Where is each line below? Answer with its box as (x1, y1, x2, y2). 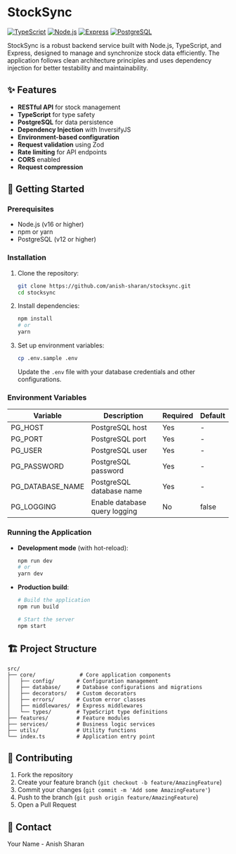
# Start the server (17, 616, 75, 623)
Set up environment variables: (17, 341, 105, 349)
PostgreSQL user (91, 445, 147, 455)
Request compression (17, 163, 84, 171)
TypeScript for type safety (17, 110, 96, 118)
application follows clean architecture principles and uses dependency (7, 56, 212, 64)
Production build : (17, 583, 70, 592)
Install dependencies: (17, 302, 80, 310)
